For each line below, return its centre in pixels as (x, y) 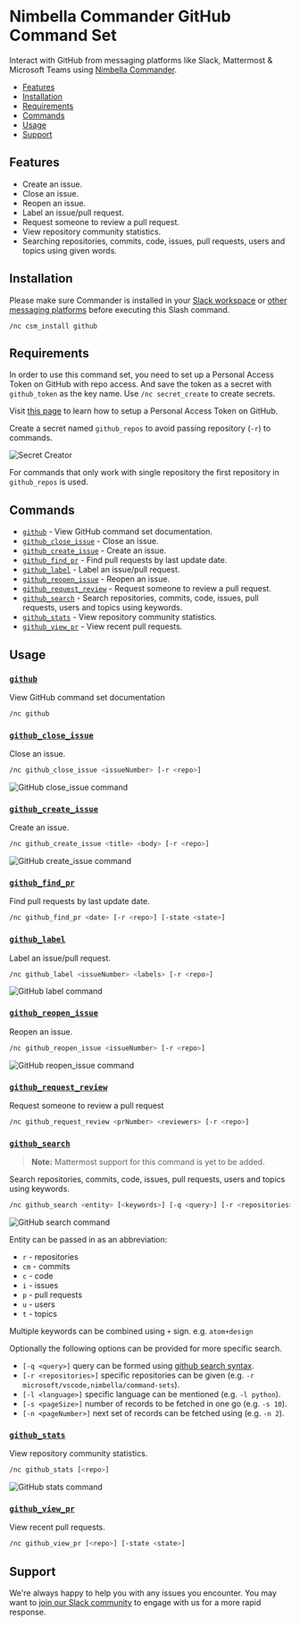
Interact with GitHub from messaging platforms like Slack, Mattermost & (141, 60)
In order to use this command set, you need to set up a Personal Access (142, 375)
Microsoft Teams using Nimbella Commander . (93, 70)
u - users (38, 1304)
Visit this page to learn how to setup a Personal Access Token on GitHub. (144, 411)
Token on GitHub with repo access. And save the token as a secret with (141, 384)
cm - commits (46, 1266)
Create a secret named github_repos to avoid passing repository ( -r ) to (140, 428)
